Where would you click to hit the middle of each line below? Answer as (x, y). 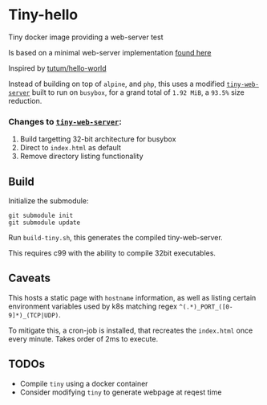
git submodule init (41, 216)
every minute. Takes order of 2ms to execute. (83, 338)
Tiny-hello (43, 15)
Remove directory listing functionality (81, 156)
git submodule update (44, 223)
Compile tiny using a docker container (84, 383)
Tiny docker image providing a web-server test (86, 37)
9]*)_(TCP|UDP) (34, 315)
